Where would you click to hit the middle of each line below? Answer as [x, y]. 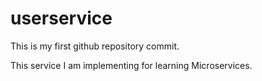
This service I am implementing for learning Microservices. [131, 65]
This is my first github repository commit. [95, 46]
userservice [61, 18]
